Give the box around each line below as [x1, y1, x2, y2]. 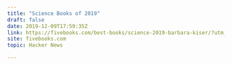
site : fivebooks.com [7, 36, 67, 42]
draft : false [7, 16, 45, 23]
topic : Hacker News [7, 42, 64, 49]
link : [7, 29, 23, 36]
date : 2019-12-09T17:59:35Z [7, 23, 88, 29]
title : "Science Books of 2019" [7, 10, 100, 17]
